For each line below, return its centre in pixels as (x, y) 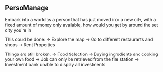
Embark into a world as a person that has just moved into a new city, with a (81, 19)
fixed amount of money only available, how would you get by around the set (81, 25)
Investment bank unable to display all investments (55, 64)
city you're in (18, 30)
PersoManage (27, 8)
